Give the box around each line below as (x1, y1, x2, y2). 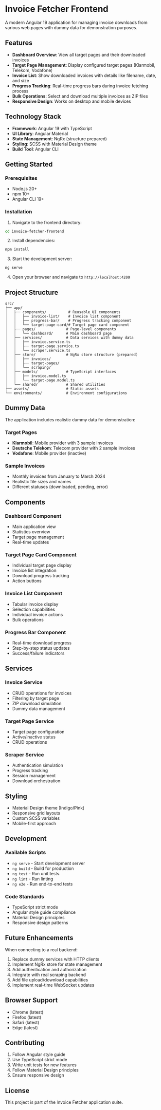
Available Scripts (5, 849, 46, 856)
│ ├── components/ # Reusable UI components (5, 309, 121, 315)
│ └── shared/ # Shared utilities (5, 382, 106, 387)
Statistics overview (12, 529, 50, 535)
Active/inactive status (12, 734, 56, 740)
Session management (12, 773, 56, 779)
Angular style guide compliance (12, 909, 76, 915)
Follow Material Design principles (12, 1067, 79, 1073)
